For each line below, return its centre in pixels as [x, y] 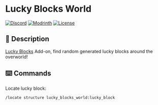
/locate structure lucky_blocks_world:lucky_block [60, 97]
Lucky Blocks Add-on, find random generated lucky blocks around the [79, 51]
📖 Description [27, 39]
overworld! [17, 57]
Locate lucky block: [26, 88]
